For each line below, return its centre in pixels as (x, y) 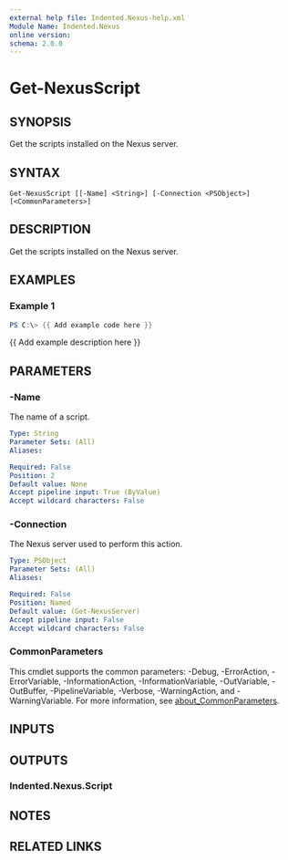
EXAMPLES (42, 280)
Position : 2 (32, 475)
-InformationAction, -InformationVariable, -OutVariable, (167, 681)
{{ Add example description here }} (75, 342)
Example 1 (32, 306)
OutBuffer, (29, 690)
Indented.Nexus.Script (61, 786)
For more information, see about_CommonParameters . (178, 700)
